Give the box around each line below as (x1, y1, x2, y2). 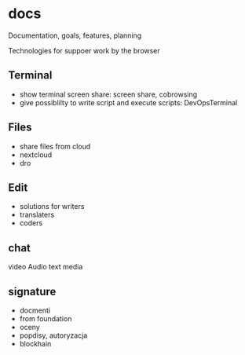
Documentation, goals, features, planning (8, 31, 142, 40)
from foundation (19, 314, 72, 323)
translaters (19, 210, 55, 220)
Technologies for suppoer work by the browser (8, 46, 161, 55)
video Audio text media (8, 262, 83, 272)
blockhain (19, 339, 52, 348)
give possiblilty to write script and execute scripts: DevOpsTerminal (19, 97, 238, 107)
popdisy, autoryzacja (19, 331, 88, 340)
